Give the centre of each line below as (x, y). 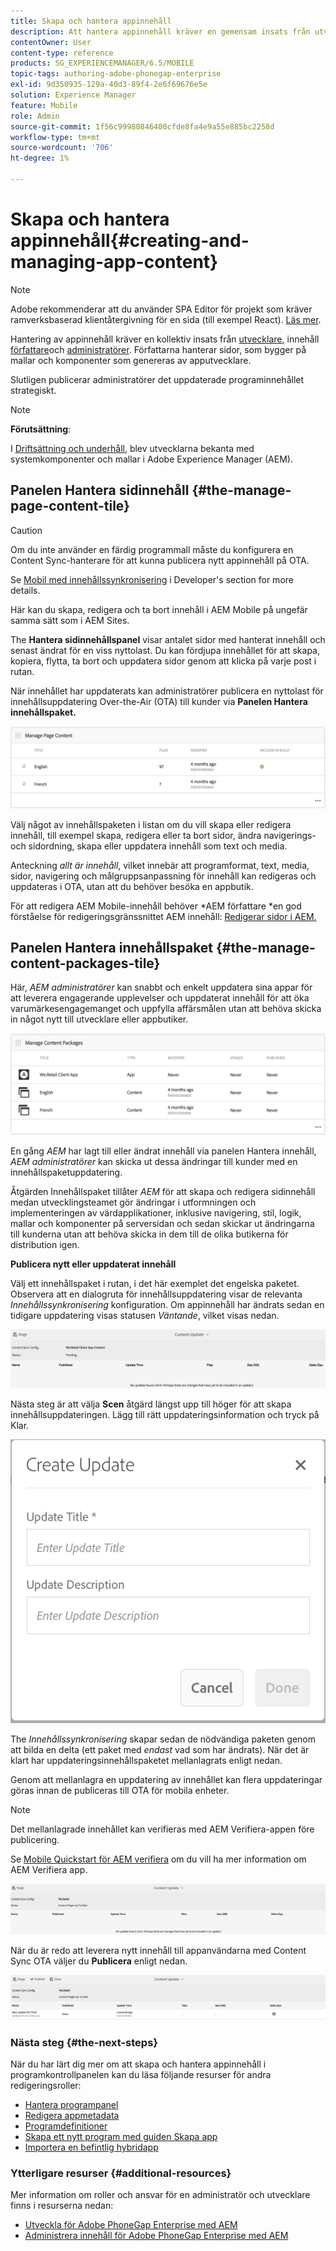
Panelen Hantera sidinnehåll (100, 490)
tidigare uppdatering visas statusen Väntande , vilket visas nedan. (145, 1315)
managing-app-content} (114, 262)
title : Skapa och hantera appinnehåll (91, 21)
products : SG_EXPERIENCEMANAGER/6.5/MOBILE (102, 63)
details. (25, 590)
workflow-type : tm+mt (55, 137)
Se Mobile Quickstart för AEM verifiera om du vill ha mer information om (158, 1859)
